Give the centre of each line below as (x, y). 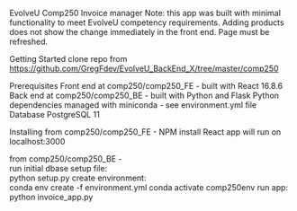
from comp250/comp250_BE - (66, 159)
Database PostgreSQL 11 (55, 114)
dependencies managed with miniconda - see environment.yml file (133, 105)
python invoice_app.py (51, 197)
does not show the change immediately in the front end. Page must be (139, 32)
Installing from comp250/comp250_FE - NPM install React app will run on (145, 132)
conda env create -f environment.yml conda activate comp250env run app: (149, 187)
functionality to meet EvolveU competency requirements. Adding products (147, 22)
